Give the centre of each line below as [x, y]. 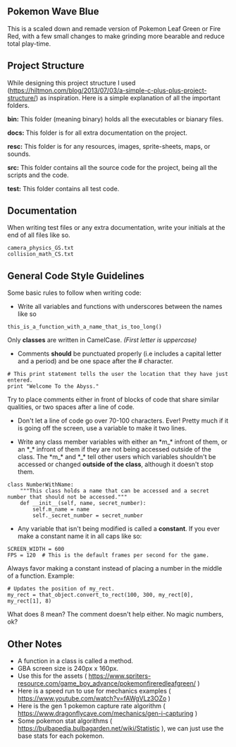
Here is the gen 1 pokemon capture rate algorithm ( [91, 706]
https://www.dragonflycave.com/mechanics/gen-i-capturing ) [107, 713]
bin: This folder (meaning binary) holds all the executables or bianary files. [116, 119]
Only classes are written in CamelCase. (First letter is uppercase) [102, 340]
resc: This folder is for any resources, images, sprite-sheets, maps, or [109, 146]
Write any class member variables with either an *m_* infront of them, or [122, 442]
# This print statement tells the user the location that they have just [118, 374]
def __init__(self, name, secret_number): [83, 504]
